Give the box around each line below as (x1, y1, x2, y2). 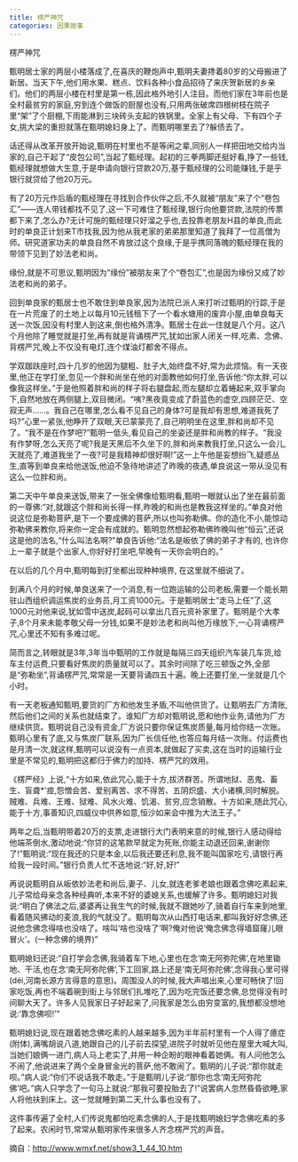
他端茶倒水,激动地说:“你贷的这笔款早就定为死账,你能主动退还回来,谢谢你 (9, 837, 271, 847)
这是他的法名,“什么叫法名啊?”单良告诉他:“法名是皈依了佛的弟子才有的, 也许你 (9, 534, 289, 545)
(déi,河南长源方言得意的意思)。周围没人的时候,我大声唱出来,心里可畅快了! (9, 974, 277, 985)
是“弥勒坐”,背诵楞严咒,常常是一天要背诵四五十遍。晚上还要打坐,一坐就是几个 (9, 669, 286, 680)
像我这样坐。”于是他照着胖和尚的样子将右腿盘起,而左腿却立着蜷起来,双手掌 (9, 382, 278, 393)
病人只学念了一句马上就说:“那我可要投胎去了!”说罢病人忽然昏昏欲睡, (34, 1082, 281, 1094)
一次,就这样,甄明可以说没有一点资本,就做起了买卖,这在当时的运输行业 (32, 743, 283, 754)
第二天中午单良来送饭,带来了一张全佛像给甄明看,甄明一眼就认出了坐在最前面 (9, 490, 286, 501)
